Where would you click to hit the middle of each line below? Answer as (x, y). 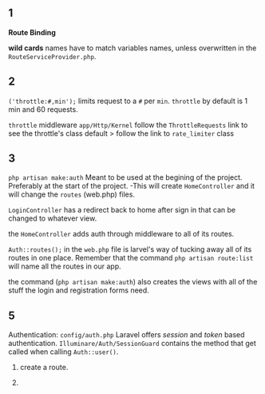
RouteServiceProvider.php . (52, 56)
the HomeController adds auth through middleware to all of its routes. (121, 234)
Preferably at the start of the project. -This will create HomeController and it (132, 186)
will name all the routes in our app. (65, 266)
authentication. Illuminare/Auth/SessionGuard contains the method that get (132, 344)
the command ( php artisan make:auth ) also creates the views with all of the (133, 282)
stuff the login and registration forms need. (79, 290)
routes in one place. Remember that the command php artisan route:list (131, 258)
